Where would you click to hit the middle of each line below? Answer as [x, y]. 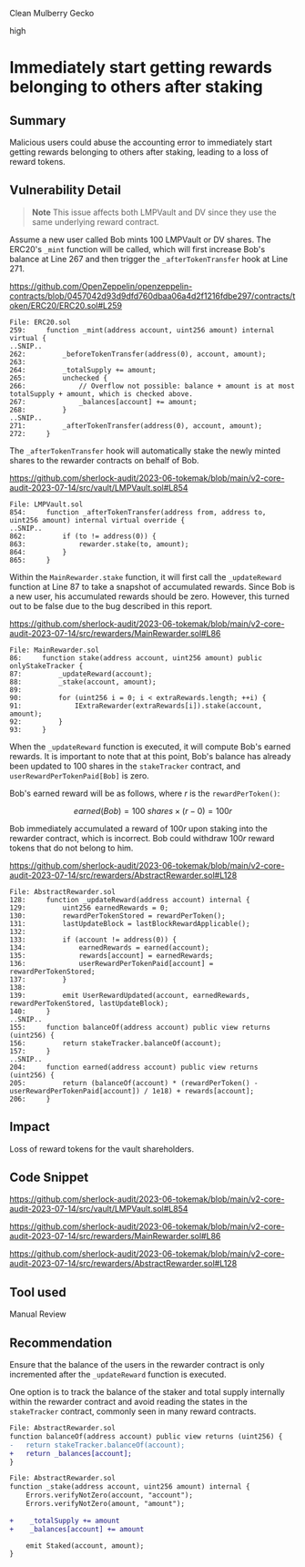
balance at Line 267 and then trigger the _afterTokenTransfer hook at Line [149, 259]
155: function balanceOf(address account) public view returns [140, 1027]
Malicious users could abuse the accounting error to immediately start [141, 142]
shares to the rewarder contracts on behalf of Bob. [104, 460]
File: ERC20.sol [40, 322]
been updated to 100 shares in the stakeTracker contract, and [125, 766]
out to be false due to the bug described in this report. [111, 605]
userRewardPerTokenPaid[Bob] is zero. [80, 775]
